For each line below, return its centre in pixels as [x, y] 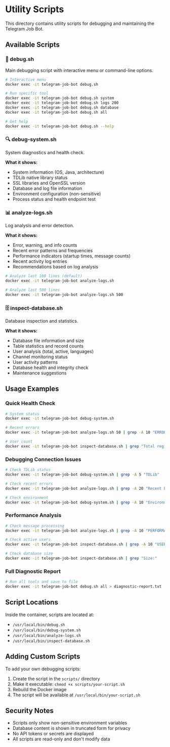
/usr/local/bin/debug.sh [39, 625]
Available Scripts [32, 45]
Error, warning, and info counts [45, 245]
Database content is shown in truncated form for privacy [71, 728]
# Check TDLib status [28, 470]
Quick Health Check [30, 403]
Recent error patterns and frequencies [53, 251]
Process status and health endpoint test [54, 199]
